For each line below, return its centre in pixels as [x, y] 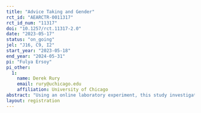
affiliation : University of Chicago [63, 90]
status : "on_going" [31, 39]
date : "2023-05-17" [31, 34]
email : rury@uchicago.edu [49, 84]
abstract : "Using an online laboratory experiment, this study [87, 95]
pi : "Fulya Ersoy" [29, 62]
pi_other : [19, 67]
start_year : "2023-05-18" [38, 51]
